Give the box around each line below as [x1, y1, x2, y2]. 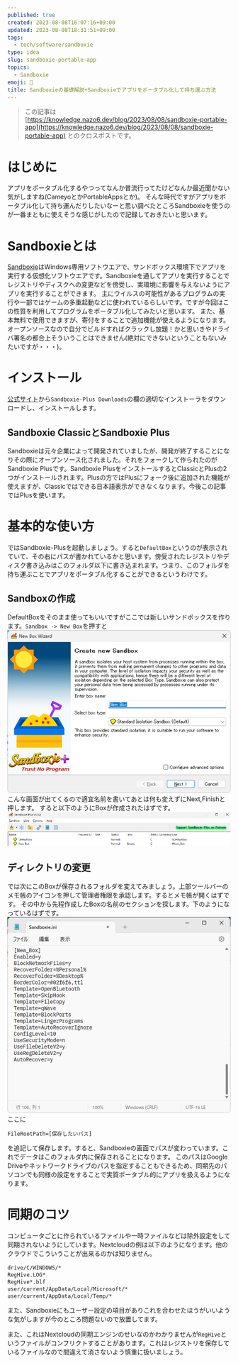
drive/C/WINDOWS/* [7, 1264, 62, 1271]
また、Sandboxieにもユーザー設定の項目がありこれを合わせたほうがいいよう [7, 1306, 230, 1314]
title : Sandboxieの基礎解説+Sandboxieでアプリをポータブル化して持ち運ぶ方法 [7, 86, 217, 94]
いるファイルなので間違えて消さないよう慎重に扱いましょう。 [7, 1347, 187, 1356]
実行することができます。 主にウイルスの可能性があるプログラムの [25, 289, 220, 298]
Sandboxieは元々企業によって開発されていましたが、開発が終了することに [7, 447, 224, 455]
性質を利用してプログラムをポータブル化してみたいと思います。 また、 [13, 307, 220, 316]
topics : [7, 64, 30, 71]
